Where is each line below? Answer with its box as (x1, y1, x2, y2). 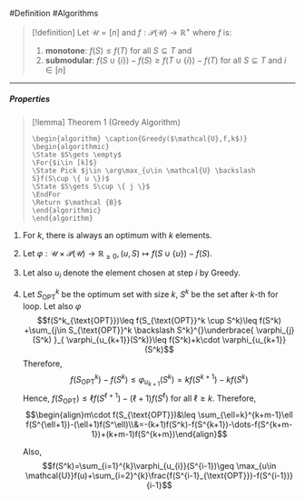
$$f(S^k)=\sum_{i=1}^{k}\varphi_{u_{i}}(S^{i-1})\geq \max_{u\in (42, 460, 277, 471)
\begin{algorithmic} (31, 142, 110, 151)
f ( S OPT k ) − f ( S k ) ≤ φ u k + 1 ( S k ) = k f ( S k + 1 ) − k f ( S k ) (69, 372, 249, 388)
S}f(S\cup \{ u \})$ (31, 174, 110, 183)
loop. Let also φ (22, 300, 82, 312)
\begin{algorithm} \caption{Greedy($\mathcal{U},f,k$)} (31, 134, 248, 144)
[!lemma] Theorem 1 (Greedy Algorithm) (31, 116, 182, 127)
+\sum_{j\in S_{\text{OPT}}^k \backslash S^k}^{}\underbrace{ (24, 324, 254, 335)
